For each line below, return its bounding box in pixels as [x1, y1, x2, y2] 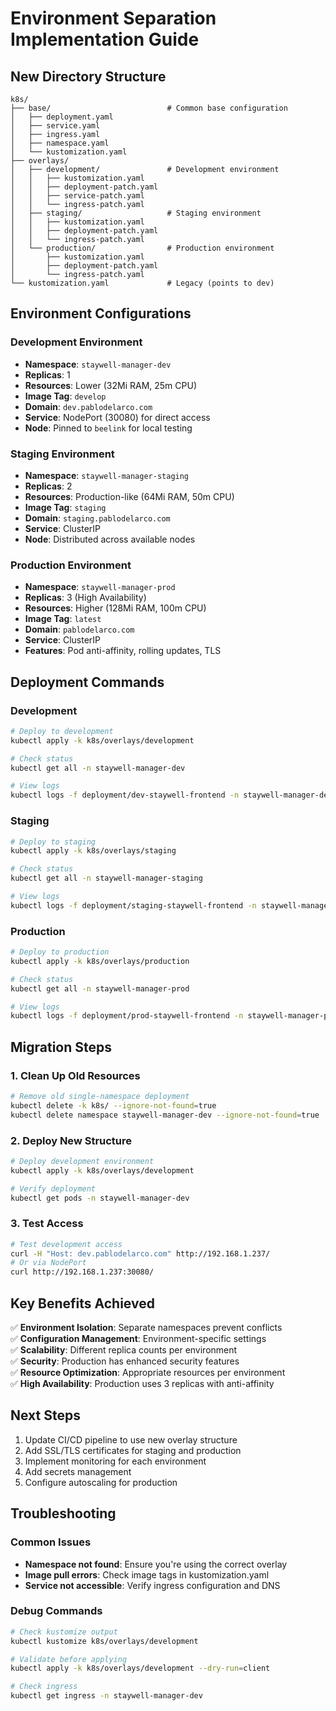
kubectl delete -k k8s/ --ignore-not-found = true [10, 1100, 217, 1111]
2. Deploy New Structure [10, 1133, 133, 1147]
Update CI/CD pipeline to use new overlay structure [24, 1433, 238, 1446]
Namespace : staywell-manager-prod [24, 581, 176, 593]
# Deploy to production [10, 947, 110, 957]
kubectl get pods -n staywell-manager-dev [10, 1193, 190, 1203]
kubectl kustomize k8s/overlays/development [10, 1636, 199, 1646]
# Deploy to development [10, 726, 114, 736]
